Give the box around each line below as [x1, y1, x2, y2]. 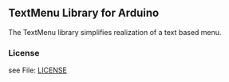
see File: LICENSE [8, 65, 68, 75]
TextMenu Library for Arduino [8, 6, 160, 20]
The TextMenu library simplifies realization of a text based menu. [8, 27, 222, 37]
